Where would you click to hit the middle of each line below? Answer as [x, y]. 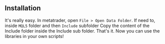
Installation [23, 8]
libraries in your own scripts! [34, 36]
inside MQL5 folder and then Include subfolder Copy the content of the [77, 25]
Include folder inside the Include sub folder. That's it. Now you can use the [82, 31]
